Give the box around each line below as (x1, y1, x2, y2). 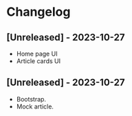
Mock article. (16, 102, 54, 111)
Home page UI (16, 49, 58, 58)
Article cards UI (16, 57, 61, 65)
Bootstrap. (16, 95, 46, 103)
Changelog (6, 4, 71, 20)
